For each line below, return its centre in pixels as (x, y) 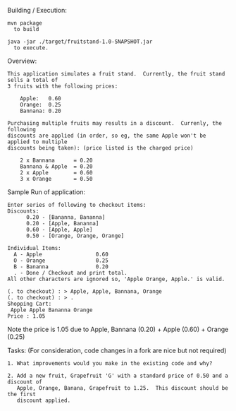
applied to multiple (38, 142)
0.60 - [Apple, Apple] (59, 230)
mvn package (25, 23)
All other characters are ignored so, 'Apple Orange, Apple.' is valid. (116, 279)
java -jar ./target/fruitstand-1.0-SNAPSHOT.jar (80, 42)
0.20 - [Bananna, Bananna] (66, 218)
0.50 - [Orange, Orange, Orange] (75, 236)
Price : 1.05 (26, 316)
